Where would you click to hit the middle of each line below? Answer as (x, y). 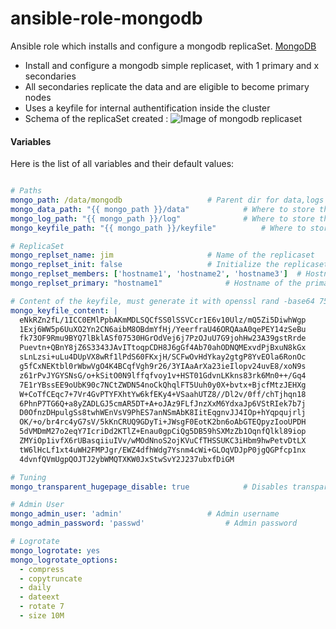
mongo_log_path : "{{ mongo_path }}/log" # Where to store (162, 218)
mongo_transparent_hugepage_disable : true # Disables (149, 487)
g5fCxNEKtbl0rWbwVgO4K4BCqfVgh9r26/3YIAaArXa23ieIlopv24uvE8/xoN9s (163, 367)
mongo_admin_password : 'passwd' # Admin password (154, 523)
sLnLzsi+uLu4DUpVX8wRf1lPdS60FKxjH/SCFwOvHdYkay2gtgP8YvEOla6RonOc (163, 357)
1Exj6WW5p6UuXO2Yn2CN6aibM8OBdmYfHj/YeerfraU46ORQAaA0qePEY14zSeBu (163, 329)
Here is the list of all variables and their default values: (122, 164)
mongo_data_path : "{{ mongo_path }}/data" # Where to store (162, 209)
